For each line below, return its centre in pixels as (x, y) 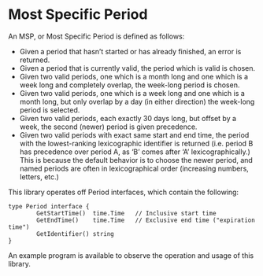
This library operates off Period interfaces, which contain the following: (123, 192)
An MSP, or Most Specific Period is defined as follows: (96, 36)
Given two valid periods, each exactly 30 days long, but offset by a (128, 118)
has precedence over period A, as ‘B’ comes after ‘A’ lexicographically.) (135, 152)
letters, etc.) (39, 177)
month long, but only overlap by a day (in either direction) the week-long (137, 101)
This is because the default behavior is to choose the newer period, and (136, 160)
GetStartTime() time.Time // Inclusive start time (126, 213)
